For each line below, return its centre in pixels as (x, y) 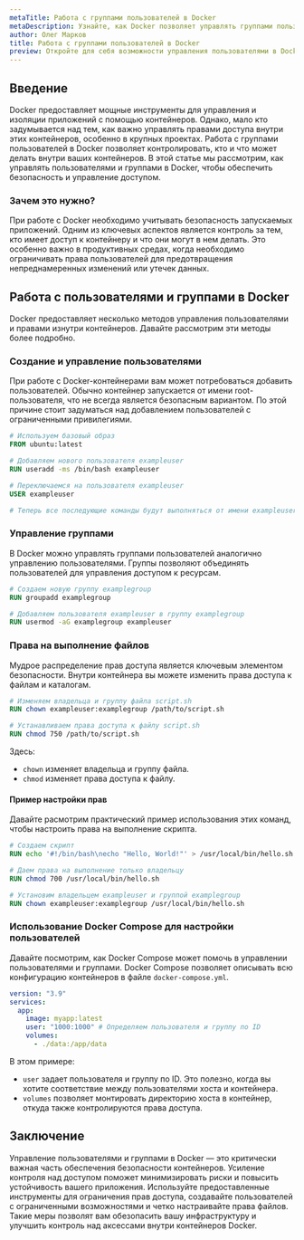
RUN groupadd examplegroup (60, 597)
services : (28, 1002)
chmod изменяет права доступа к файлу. (99, 778)
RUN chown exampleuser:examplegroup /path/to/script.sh (117, 710)
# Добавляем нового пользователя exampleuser (96, 461)
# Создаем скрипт (42, 846)
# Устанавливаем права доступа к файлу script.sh (105, 726)
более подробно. (43, 338)
